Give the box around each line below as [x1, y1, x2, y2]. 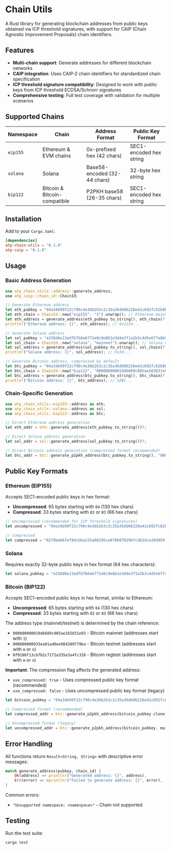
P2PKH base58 [86, 188, 124, 195]
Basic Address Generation [5, 277, 71, 284]
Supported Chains [5, 112, 65, 121]
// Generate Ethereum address [5, 303, 70, 308]
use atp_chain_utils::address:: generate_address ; [5, 288, 113, 294]
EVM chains [42, 152, 71, 159]
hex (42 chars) [86, 152, 122, 159]
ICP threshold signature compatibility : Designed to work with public [12, 81, 157, 87]
